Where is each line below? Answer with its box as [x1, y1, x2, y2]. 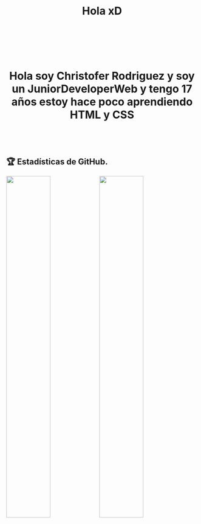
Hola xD [81, 4, 123, 18]
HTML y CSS [69, 108, 135, 122]
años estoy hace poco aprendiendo [11, 95, 193, 109]
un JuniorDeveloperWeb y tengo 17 [12, 82, 192, 96]
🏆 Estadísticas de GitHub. [6, 156, 108, 167]
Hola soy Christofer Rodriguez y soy [9, 69, 196, 83]
